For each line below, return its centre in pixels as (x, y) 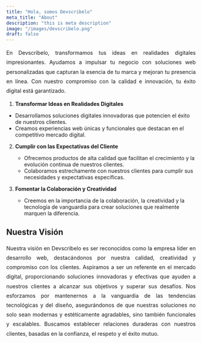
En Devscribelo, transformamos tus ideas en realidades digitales (101, 53)
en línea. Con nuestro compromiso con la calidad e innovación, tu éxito (101, 81)
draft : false (23, 34)
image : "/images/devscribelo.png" (50, 29)
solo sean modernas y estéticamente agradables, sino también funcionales (101, 315)
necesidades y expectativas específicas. (74, 178)
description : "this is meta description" (59, 23)
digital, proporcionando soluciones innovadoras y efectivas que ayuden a (101, 277)
